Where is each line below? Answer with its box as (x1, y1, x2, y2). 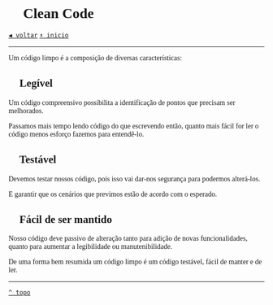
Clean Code (23, 5, 94, 22)
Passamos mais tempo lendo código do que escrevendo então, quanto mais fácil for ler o (8, 121, 259, 130)
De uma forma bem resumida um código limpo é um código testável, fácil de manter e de (8, 258, 262, 267)
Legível (19, 76, 53, 90)
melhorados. (8, 107, 44, 115)
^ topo (8, 289, 31, 297)
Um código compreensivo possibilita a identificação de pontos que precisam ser (8, 98, 236, 107)
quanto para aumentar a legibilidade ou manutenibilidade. (8, 242, 173, 251)
